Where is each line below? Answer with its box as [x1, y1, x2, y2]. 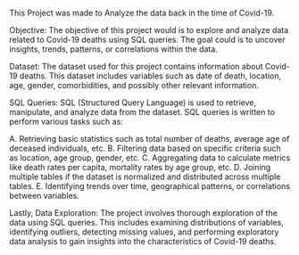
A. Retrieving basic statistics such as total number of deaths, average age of [9, 134, 290, 144]
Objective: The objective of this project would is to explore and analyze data [9, 25, 289, 35]
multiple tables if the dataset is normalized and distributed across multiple [9, 171, 281, 182]
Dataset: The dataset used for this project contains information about [9, 62, 263, 71]
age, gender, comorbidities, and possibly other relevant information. [9, 80, 259, 90]
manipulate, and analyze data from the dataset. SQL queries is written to [9, 107, 275, 117]
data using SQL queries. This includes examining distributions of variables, [9, 218, 284, 227]
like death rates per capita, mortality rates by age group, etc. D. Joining [9, 162, 271, 172]
